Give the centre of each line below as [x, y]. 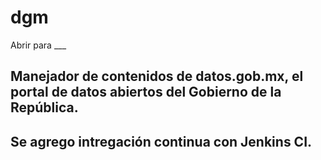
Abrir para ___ [38, 45]
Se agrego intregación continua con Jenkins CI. [161, 141]
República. [44, 107]
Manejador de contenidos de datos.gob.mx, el [157, 76]
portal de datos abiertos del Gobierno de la [146, 92]
